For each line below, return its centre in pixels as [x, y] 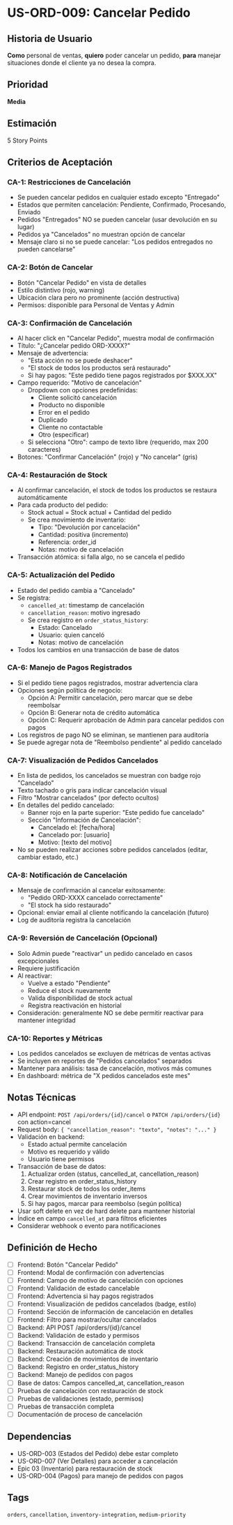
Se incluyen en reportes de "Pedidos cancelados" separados [105, 1061]
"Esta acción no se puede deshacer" [80, 360]
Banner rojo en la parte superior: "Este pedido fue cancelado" [116, 813]
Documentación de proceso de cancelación [80, 1414]
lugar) [26, 227]
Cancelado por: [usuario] [74, 835]
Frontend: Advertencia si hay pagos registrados [86, 1296]
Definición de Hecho [52, 1248]
